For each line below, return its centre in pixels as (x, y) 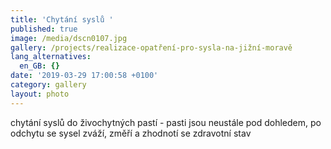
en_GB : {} (39, 66)
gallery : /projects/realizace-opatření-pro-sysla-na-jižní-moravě (151, 47)
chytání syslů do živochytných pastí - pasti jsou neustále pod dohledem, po (166, 122)
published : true (44, 29)
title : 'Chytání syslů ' (62, 19)
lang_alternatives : (51, 57)
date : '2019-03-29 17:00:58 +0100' (84, 76)
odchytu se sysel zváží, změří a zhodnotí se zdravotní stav (131, 133)
